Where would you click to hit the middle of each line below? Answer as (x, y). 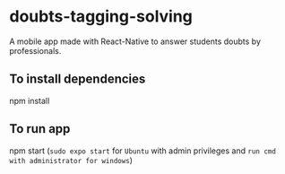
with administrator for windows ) (71, 160)
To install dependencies (78, 79)
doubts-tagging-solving (101, 17)
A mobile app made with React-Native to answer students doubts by (135, 41)
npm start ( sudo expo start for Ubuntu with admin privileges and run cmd (142, 151)
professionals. (35, 50)
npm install (30, 100)
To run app (40, 129)
